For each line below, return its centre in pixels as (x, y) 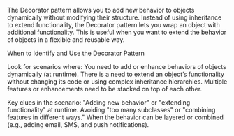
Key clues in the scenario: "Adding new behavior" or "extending (99, 103)
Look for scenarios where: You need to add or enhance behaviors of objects (117, 67)
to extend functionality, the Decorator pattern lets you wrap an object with (114, 25)
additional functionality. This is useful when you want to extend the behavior (117, 32)
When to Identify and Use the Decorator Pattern (76, 53)
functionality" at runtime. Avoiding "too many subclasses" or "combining (111, 110)
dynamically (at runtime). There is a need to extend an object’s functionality (116, 74)
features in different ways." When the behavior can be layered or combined (115, 117)
